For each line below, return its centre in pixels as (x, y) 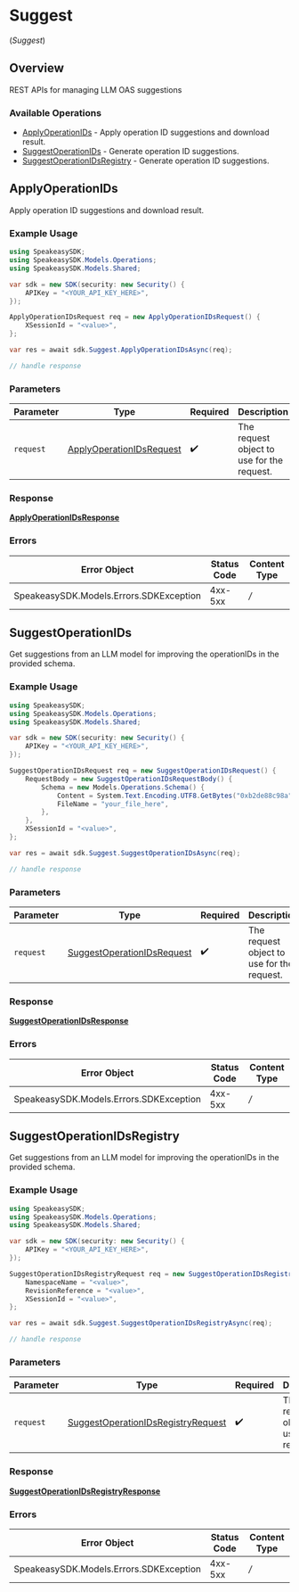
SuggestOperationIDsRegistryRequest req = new (97, 1274)
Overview (37, 68)
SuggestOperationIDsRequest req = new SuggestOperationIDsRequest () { (143, 771)
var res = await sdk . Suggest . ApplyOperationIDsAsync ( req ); (121, 350)
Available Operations (56, 112)
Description (263, 412)
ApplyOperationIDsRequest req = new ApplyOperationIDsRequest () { (135, 318)
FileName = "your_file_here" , (113, 804)
